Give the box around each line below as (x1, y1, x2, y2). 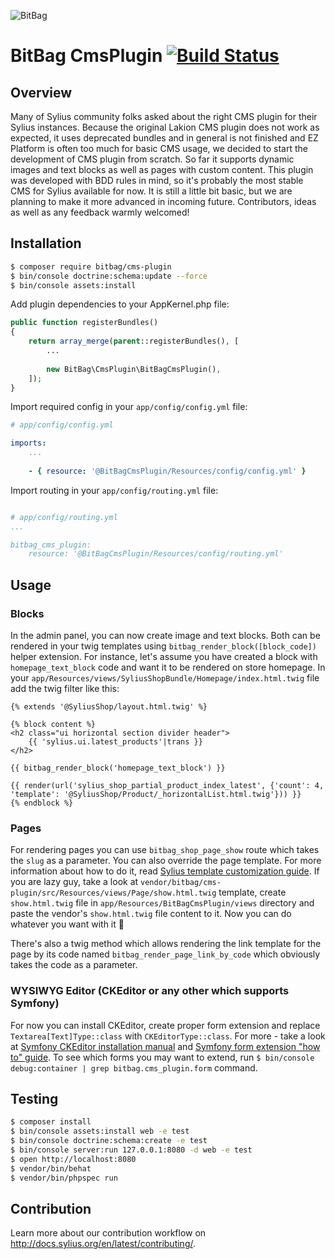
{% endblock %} (10, 798, 74, 808)
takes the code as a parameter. (10, 959, 138, 971)
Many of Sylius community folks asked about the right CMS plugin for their (10, 111, 318, 122)
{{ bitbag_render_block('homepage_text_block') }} (10, 763, 226, 773)
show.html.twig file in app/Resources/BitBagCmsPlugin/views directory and (10, 897, 315, 909)
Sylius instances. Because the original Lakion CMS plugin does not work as (10, 121, 320, 133)
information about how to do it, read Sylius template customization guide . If (10, 865, 320, 877)
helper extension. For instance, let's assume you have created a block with (10, 651, 318, 662)
